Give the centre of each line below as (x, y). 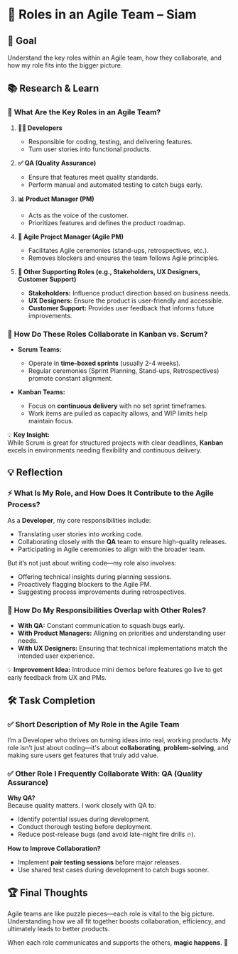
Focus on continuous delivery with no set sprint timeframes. (118, 406)
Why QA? (21, 798)
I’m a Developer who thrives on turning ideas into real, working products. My (119, 740)
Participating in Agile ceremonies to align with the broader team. (112, 549)
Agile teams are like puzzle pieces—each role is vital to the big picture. (111, 914)
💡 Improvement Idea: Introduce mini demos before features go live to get (115, 669)
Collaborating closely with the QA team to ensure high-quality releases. (122, 541)
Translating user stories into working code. (80, 534)
